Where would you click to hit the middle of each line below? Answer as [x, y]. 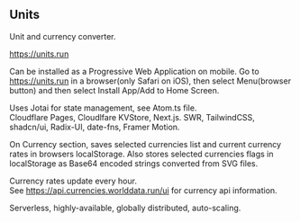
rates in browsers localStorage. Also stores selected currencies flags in [141, 154]
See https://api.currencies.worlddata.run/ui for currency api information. [143, 190]
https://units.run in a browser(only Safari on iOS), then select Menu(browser [150, 81]
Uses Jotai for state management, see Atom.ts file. [103, 108]
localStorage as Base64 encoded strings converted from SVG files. [134, 163]
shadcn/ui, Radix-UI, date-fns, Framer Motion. [95, 127]
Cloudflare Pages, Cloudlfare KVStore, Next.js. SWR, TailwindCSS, [132, 117]
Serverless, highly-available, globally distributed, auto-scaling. [125, 208]
